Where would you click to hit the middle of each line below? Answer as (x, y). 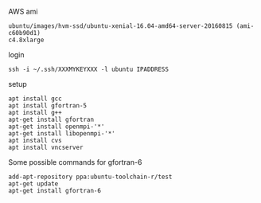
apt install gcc (35, 99)
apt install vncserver (46, 147)
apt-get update (33, 184)
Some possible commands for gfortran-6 (75, 162)
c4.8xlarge (26, 40)
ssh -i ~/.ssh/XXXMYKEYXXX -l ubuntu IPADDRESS (89, 69)
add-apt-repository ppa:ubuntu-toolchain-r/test (90, 177)
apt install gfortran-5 (48, 106)
